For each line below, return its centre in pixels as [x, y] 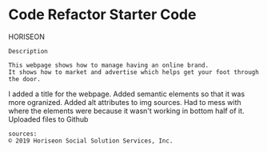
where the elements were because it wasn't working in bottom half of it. [127, 111]
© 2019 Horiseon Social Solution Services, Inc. [91, 141]
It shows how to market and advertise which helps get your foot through [134, 72]
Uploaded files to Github [48, 119]
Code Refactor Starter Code [102, 15]
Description [28, 51]
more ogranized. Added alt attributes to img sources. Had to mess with [125, 102]
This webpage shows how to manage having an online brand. [109, 65]
